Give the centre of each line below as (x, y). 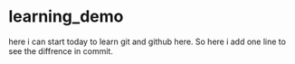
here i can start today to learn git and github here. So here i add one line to (147, 41)
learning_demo (66, 17)
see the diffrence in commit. (61, 50)
